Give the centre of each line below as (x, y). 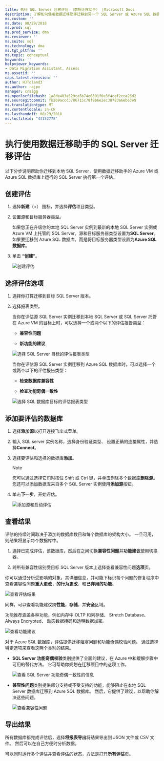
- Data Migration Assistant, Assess (42, 69)
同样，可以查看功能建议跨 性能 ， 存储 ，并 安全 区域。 (56, 604)
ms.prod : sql (18, 28)
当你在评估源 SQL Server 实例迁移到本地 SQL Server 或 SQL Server (80, 317)
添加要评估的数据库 (34, 418)
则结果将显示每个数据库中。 (33, 540)
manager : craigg (21, 91)
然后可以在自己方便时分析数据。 (47, 743)
